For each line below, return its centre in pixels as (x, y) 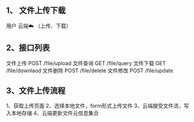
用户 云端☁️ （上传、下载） (39, 26)
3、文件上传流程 (36, 91)
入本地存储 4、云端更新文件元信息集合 (52, 113)
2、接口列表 (28, 48)
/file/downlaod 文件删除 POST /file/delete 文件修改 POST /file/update (90, 70)
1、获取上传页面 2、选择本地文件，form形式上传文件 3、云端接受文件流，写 (98, 106)
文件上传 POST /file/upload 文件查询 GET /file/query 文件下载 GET (86, 63)
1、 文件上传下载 (36, 11)
